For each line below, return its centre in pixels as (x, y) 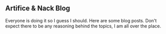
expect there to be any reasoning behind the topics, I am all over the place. (83, 26)
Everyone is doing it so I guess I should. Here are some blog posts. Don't (81, 20)
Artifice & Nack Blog (38, 8)
